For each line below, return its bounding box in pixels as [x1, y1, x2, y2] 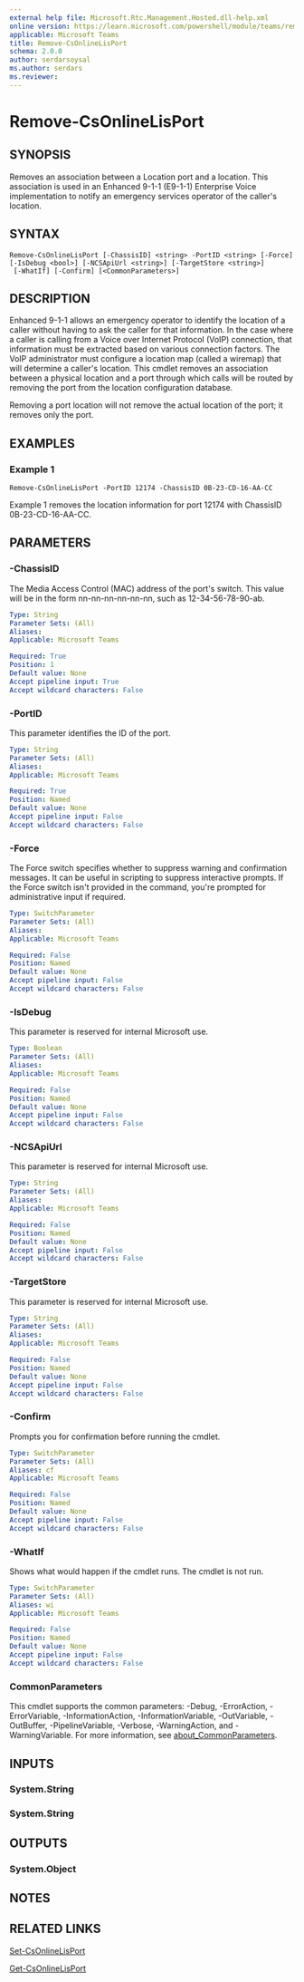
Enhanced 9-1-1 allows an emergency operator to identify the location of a [9, 314, 286, 326]
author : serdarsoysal [9, 55, 91, 64]
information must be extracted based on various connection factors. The [9, 343, 280, 354]
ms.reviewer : [9, 73, 59, 82]
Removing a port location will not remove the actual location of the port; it [9, 400, 283, 411]
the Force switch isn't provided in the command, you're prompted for [9, 882, 267, 893]
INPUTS [9, 1755, 54, 1772]
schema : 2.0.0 [9, 47, 63, 56]
